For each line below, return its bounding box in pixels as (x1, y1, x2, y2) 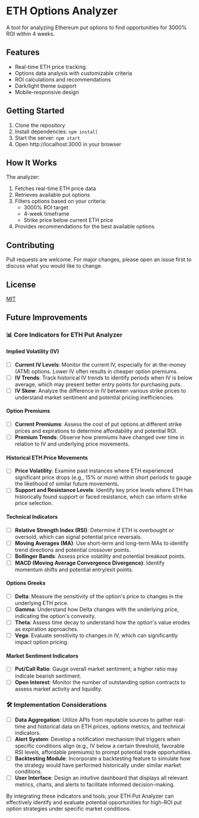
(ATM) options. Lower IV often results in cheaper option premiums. (14, 368, 178, 375)
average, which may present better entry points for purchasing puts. (14, 381, 182, 388)
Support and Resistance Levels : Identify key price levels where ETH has (14, 487, 193, 494)
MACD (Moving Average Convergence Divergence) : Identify (14, 559, 165, 566)
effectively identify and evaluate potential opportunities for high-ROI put (6, 799, 182, 806)
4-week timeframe (23, 210, 70, 218)
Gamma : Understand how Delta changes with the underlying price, (14, 606, 179, 613)
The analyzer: (6, 174, 40, 181)
